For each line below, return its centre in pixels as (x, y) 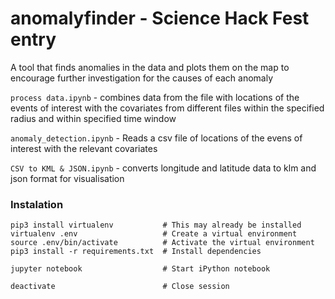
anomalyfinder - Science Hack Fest (160, 18)
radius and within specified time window (93, 118)
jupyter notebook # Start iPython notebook (140, 269)
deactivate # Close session (120, 287)
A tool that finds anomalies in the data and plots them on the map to (150, 67)
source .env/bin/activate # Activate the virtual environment (162, 243)
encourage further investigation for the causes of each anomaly (142, 78)
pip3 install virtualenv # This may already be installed (156, 225)
